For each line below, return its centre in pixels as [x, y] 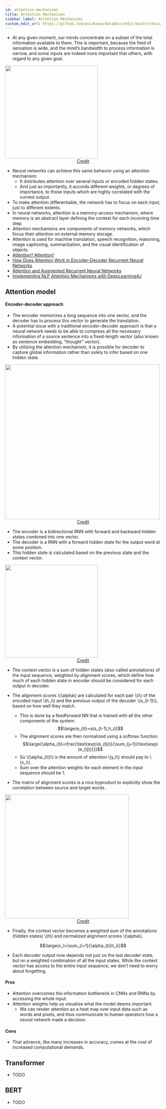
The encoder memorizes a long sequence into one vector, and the [80, 315]
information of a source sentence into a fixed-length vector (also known [85, 336]
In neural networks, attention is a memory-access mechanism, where [83, 213]
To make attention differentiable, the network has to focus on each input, [86, 202]
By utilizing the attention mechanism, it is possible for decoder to [78, 347]
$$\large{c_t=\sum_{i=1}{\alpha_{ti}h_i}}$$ [83, 945]
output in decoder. [31, 686]
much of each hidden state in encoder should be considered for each [83, 680]
